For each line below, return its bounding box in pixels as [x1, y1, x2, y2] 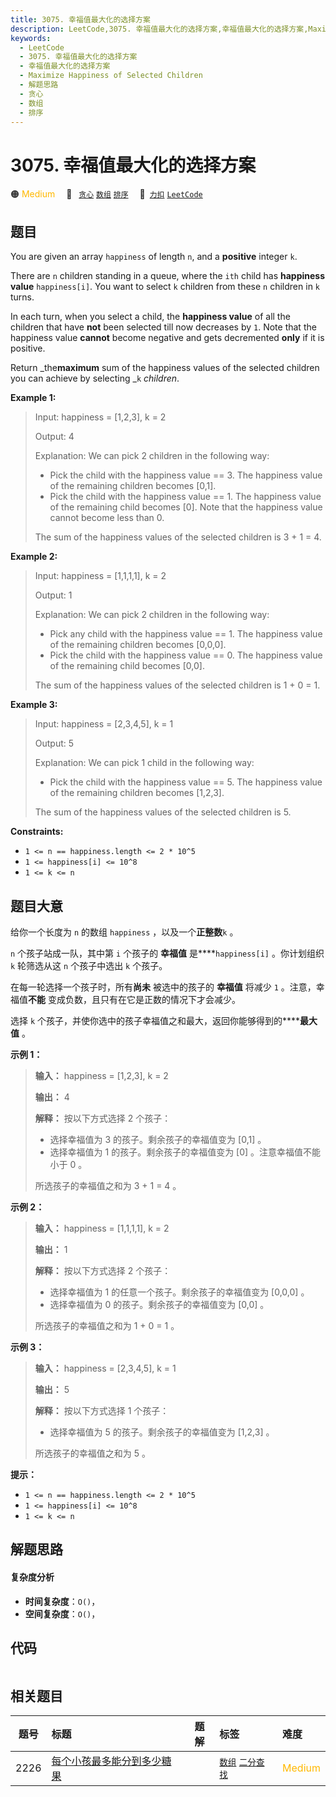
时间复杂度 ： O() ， [24, 1595, 101, 1607]
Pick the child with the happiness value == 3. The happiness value [49, 469, 323, 481]
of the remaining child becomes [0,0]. [49, 660, 205, 672]
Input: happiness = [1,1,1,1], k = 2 [34, 570, 167, 582]
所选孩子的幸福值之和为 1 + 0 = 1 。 [34, 1319, 180, 1331]
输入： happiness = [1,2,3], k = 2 [34, 1069, 169, 1081]
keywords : [10, 33, 52, 43]
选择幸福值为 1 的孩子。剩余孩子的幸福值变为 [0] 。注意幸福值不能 [49, 1146, 322, 1158]
